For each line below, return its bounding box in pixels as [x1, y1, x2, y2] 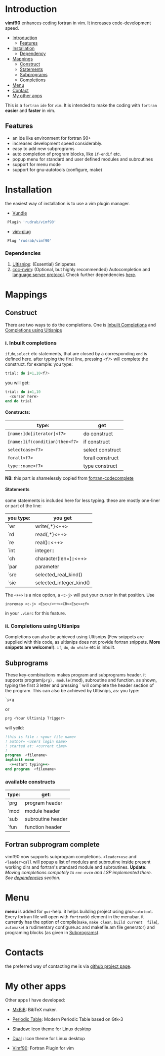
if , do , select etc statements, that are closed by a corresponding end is [5, 351, 147, 357]
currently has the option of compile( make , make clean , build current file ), [5, 919, 159, 925]
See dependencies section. [5, 875, 61, 881]
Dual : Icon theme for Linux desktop [12, 1035, 85, 1041]
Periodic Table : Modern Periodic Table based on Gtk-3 [12, 1016, 124, 1022]
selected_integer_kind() [35, 579, 90, 586]
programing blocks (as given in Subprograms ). [5, 929, 100, 935]
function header [24, 824, 62, 831]
